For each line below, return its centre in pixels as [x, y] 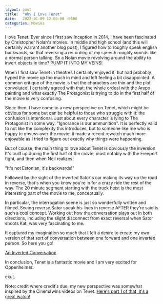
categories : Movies [25, 23]
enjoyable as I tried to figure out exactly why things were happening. [74, 139]
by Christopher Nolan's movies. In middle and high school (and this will [76, 42]
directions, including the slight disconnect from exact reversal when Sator [79, 218]
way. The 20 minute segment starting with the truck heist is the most [74, 188]
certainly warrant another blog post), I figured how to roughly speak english [81, 47]
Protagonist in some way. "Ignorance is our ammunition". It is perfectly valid [81, 123]
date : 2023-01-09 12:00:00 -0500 [41, 19]
